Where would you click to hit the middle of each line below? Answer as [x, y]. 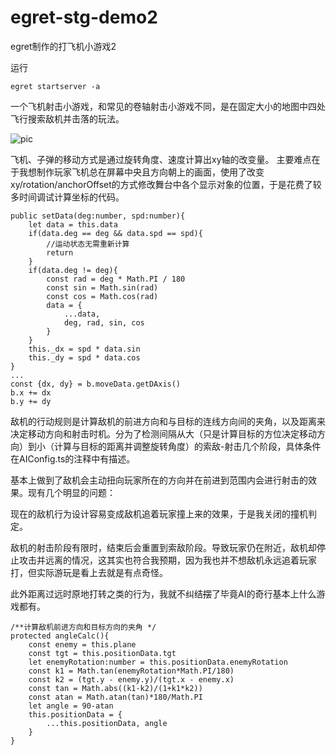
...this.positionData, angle [107, 723]
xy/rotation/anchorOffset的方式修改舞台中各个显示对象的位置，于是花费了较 [166, 184]
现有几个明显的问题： [71, 492]
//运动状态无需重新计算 [88, 244]
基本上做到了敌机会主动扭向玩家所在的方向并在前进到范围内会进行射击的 [159, 480]
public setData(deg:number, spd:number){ [98, 216]
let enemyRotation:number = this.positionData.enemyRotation [158, 662]
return [60, 252]
